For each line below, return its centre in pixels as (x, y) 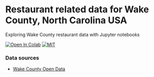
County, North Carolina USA (66, 20)
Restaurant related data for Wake (77, 9)
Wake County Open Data (39, 69)
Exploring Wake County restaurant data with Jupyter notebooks (73, 34)
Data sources (22, 57)
